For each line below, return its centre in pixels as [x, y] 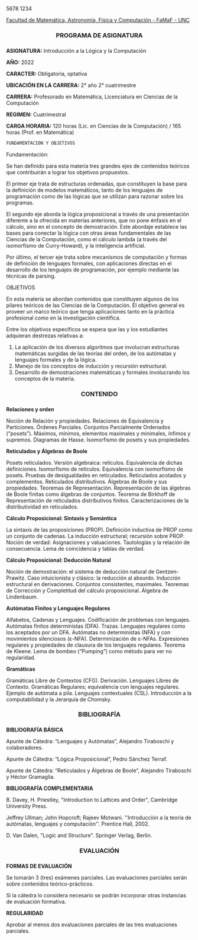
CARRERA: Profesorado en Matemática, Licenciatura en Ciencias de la [92, 97]
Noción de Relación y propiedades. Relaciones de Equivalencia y [85, 421]
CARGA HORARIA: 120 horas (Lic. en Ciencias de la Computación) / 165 [94, 126]
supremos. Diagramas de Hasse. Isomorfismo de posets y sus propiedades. [98, 439]
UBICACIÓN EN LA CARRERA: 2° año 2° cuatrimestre [71, 85]
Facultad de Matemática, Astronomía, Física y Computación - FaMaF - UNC [98, 20]
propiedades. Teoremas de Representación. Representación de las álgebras [98, 488]
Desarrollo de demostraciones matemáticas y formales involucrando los [102, 372]
